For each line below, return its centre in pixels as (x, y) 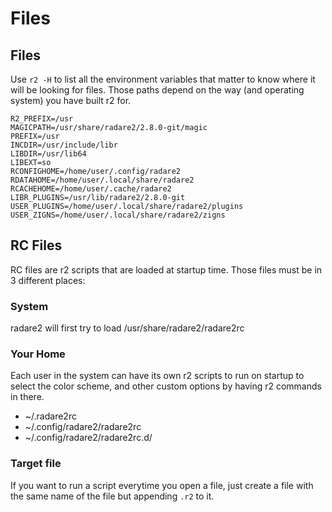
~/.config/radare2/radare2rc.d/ (88, 438)
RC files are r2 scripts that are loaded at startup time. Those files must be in (166, 269)
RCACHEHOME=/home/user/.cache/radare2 (91, 189)
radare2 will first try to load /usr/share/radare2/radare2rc (127, 328)
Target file (36, 464)
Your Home (38, 354)
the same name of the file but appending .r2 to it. (112, 496)
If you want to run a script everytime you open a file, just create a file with (162, 485)
